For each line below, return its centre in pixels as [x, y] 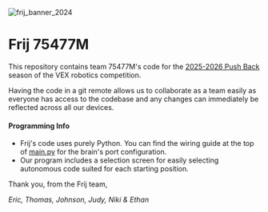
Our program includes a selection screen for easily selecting [119, 160]
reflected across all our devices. [61, 107]
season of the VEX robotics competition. [75, 75]
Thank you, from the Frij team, [58, 184]
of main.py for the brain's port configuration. [93, 152]
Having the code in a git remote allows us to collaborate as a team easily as [132, 90]
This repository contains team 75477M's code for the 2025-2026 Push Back [134, 66]
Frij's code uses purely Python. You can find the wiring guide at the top [137, 143]
